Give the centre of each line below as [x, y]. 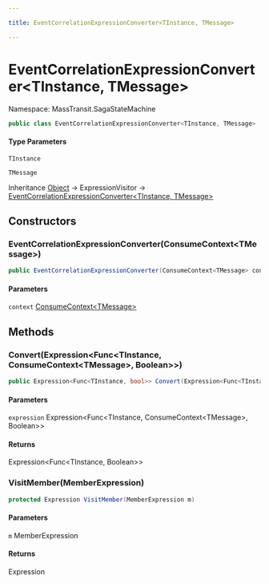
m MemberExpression [43, 535]
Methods [31, 332]
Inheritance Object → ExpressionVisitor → [77, 187]
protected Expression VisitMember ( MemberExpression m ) [102, 499]
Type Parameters [38, 142]
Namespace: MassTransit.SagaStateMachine [82, 108]
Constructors [42, 221]
